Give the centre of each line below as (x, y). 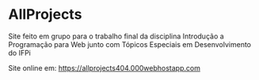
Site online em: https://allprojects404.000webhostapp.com (104, 67)
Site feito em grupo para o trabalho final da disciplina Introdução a (116, 36)
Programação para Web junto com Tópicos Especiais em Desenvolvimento (130, 44)
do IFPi (20, 53)
